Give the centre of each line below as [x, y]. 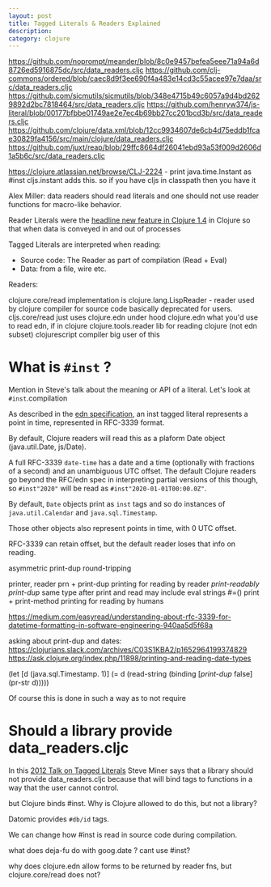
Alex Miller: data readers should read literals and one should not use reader [134, 196]
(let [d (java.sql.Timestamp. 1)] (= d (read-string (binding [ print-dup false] [131, 674]
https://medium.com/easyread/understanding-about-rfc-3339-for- [120, 617]
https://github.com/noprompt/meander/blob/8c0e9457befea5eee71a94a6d [134, 62]
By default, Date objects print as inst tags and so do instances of [117, 504]
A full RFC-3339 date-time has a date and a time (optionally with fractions [131, 463]
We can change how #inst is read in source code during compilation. [123, 835]
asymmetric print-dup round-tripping [70, 568]
